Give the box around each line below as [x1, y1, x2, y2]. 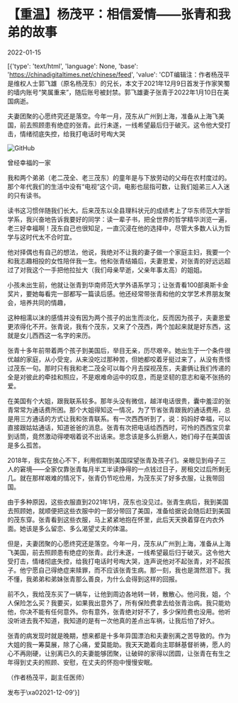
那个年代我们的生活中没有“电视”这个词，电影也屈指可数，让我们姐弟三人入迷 [7, 182, 230, 191]
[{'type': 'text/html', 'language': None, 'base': [7, 62, 139, 70]
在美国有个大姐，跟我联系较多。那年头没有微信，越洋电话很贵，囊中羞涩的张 [7, 396, 231, 405]
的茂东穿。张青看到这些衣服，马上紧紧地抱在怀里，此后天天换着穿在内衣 [7, 515, 218, 524]
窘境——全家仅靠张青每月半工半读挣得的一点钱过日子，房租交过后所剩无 [19, 465, 231, 473]
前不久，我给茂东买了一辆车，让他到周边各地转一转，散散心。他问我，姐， [7, 590, 225, 598]
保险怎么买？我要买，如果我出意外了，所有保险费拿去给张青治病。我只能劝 [13, 598, 231, 607]
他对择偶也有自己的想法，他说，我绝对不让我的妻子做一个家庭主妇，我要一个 [7, 247, 231, 256]
